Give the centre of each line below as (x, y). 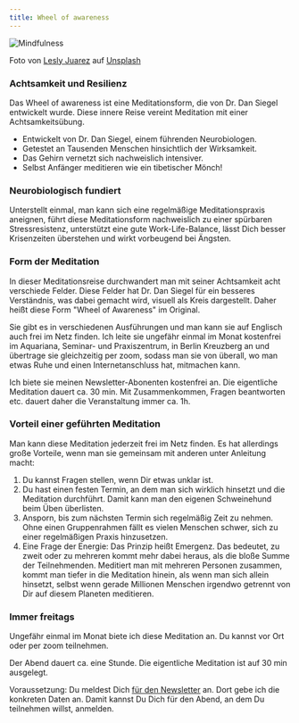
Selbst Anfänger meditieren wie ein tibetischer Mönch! (122, 167)
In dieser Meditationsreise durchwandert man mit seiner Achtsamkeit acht (145, 281)
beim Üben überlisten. (63, 508)
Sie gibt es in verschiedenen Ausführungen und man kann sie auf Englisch (146, 327)
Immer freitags (42, 617)
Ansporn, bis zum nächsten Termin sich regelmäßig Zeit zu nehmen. (148, 518)
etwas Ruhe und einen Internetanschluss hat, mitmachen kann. (125, 365)
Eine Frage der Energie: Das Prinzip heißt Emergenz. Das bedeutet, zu (151, 546)
